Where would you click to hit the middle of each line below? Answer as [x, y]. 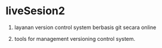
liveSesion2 [35, 11]
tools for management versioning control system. [75, 39]
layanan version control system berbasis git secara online [85, 27]
